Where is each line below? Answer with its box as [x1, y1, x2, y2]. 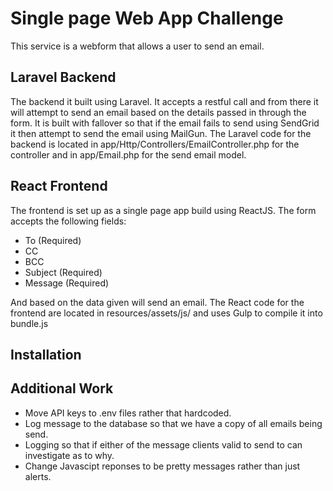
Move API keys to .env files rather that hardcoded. [24, 407, 232, 419]
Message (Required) [24, 277, 110, 289]
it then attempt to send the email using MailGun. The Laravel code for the [10, 127, 312, 139]
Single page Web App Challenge [10, 7, 284, 30]
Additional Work [10, 380, 114, 397]
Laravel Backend [10, 69, 117, 86]
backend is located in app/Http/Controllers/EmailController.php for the [10, 138, 300, 150]
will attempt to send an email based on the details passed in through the [10, 106, 307, 118]
